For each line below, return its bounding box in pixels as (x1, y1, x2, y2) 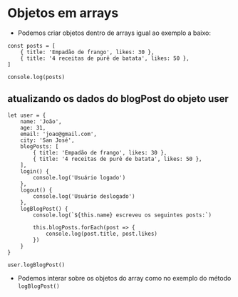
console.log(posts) (7, 73, 66, 80)
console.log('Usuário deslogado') (33, 192, 135, 200)
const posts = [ (7, 42, 56, 49)
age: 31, (20, 124, 46, 131)
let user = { (7, 112, 46, 119)
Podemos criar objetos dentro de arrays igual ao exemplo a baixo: (17, 28, 212, 37)
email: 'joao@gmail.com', (20, 130, 98, 137)
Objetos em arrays (7, 5, 119, 21)
